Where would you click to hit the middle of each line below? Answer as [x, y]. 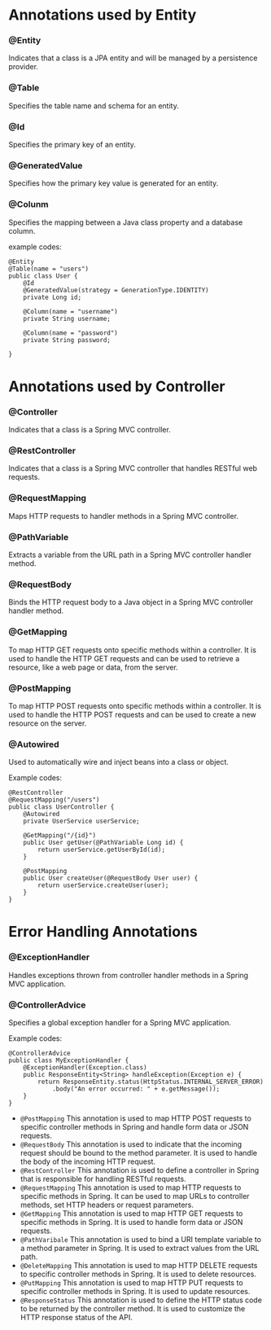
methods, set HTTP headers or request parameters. [107, 1205]
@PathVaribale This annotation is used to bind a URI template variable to [141, 1240]
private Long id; [52, 297]
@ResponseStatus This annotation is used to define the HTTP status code [141, 1300]
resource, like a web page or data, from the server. [94, 667]
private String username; [67, 318]
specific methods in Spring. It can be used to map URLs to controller [135, 1196]
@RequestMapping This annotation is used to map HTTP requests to [131, 1187]
